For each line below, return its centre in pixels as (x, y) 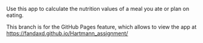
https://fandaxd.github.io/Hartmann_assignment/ (67, 33)
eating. (15, 15)
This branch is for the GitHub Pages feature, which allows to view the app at (101, 27)
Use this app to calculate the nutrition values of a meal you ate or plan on (98, 9)
